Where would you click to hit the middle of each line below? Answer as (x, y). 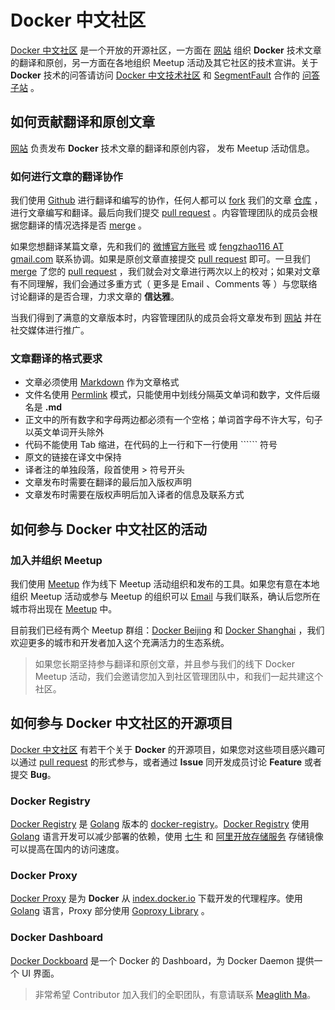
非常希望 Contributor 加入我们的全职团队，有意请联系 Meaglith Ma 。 (175, 994)
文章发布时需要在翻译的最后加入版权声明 (108, 482)
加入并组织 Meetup (56, 560)
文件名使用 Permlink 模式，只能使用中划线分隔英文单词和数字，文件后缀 (172, 395)
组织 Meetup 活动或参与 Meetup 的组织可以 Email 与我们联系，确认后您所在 (165, 597)
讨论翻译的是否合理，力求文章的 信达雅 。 (95, 297)
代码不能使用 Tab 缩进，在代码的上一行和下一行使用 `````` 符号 (151, 445)
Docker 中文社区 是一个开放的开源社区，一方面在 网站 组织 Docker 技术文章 (166, 50)
